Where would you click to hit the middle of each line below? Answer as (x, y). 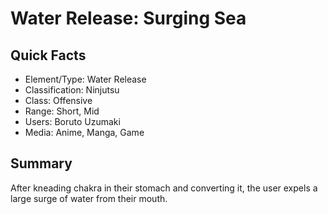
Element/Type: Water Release (85, 79)
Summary (41, 163)
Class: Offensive (58, 100)
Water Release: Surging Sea (128, 18)
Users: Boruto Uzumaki (72, 121)
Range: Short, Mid (62, 111)
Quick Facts (48, 55)
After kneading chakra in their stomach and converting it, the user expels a (164, 188)
